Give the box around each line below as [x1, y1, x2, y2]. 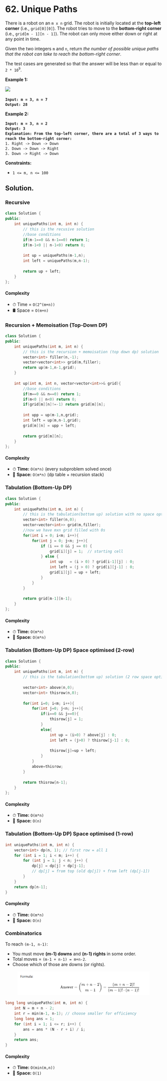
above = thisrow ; [31, 764, 64, 769]
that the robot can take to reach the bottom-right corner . [5, 51, 122, 57]
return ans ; [14, 1038, 39, 1043]
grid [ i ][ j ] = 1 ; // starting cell [49, 548, 123, 554]
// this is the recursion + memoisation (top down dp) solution [23, 349, 159, 354]
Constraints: [5, 160, 32, 166]
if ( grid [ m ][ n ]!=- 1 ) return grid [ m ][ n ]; [23, 402, 106, 407]
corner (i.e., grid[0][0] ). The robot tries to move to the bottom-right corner [5, 25, 162, 31]
